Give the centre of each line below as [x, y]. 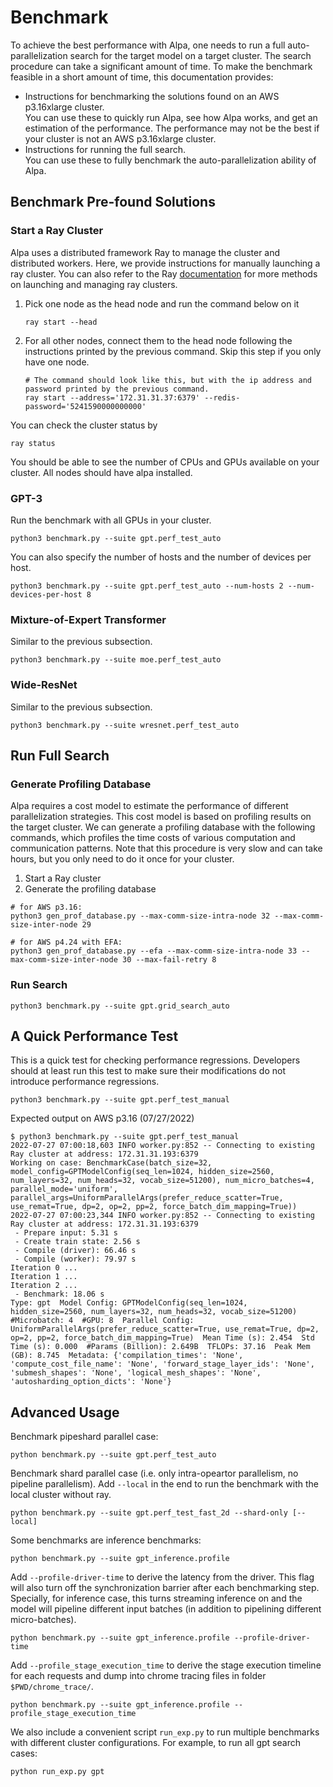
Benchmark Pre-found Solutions [113, 202]
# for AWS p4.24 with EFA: [66, 942]
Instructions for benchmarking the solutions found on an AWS [152, 96]
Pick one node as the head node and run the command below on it [162, 303]
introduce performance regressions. [85, 1082]
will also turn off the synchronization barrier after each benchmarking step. [165, 1588]
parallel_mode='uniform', [64, 1189]
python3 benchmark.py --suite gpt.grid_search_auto [120, 1006]
